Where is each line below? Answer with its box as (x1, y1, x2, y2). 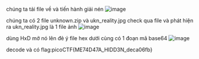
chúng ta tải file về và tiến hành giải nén (6, 6, 104, 12)
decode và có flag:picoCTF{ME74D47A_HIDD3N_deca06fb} (6, 46, 153, 53)
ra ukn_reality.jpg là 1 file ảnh (6, 24, 77, 30)
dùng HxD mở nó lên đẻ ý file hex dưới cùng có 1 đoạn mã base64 (6, 35, 168, 41)
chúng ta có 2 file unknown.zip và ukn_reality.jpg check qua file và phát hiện (6, 17, 194, 24)
